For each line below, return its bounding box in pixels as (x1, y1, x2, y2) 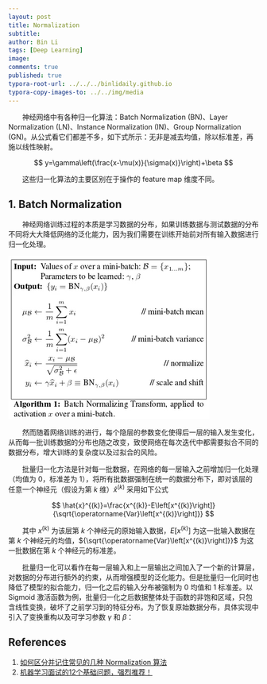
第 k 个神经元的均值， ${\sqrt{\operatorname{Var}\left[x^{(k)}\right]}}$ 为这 (8, 535, 254, 545)
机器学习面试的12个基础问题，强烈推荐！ (19, 667, 153, 677)
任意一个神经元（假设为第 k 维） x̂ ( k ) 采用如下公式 (8, 483, 169, 494)
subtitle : (8, 29, 41, 37)
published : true (8, 71, 62, 79)
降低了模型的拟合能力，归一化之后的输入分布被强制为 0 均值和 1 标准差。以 (8, 582, 253, 592)
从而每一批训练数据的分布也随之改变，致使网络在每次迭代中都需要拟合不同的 (8, 438, 259, 447)
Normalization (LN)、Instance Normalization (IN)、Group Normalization (8, 122, 242, 131)
